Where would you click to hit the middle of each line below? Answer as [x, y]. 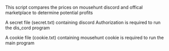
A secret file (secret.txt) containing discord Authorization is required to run [83, 22]
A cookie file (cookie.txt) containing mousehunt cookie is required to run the [85, 38]
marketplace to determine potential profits [49, 13]
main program [20, 43]
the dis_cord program [28, 28]
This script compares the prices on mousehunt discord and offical [74, 7]
